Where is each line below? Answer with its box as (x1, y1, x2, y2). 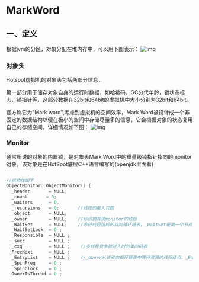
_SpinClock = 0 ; (11, 265, 62, 271)
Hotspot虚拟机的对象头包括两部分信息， (6, 76, 104, 84)
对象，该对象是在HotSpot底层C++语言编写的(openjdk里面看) (6, 161, 154, 168)
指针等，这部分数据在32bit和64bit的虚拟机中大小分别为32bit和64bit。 (21, 96, 191, 104)
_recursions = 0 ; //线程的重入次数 (11, 205, 114, 211)
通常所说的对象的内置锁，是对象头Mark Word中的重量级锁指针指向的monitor (6, 153, 192, 160)
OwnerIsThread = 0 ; (11, 271, 62, 277)
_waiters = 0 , (11, 200, 60, 206)
